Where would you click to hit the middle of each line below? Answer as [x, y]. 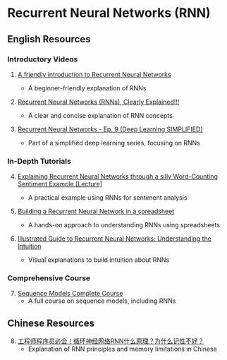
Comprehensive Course [49, 278]
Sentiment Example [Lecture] [60, 184]
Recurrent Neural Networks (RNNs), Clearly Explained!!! [98, 102]
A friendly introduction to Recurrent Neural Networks [94, 74]
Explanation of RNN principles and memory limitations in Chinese [122, 349]
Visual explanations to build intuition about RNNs [99, 260]
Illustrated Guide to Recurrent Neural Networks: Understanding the [114, 239]
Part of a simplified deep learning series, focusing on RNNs [114, 143]
